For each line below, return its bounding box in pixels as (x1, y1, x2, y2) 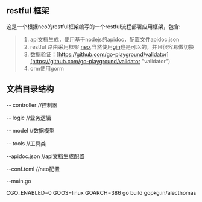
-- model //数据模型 (6, 127, 55, 134)
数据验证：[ (30, 51, 59, 58)
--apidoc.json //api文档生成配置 (6, 153, 84, 160)
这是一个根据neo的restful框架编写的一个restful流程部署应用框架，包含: (6, 23, 181, 30)
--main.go (6, 177, 31, 185)
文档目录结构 (6, 84, 54, 95)
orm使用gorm (30, 65, 65, 72)
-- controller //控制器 (6, 101, 58, 109)
